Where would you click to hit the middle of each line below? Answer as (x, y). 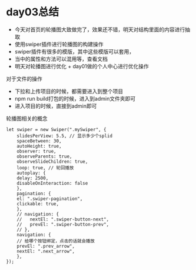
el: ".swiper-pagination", (50, 199)
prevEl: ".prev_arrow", (46, 246)
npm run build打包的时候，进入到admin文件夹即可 (75, 98)
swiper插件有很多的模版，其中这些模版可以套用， (74, 51)
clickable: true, (38, 204)
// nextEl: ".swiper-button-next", (63, 219)
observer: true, (37, 151)
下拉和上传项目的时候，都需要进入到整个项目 (69, 91)
